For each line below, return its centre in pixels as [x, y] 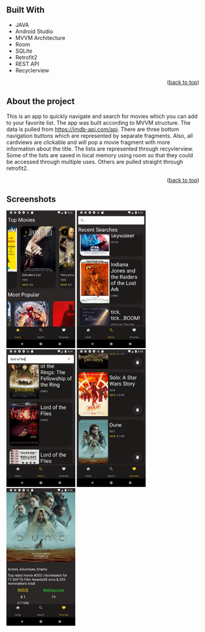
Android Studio [34, 31]
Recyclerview [32, 70]
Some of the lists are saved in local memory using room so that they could [100, 155]
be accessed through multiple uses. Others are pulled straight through [95, 162]
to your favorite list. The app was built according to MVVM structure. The [99, 122]
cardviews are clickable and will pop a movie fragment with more [88, 142]
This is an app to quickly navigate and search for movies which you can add [102, 116]
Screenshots [31, 199]
